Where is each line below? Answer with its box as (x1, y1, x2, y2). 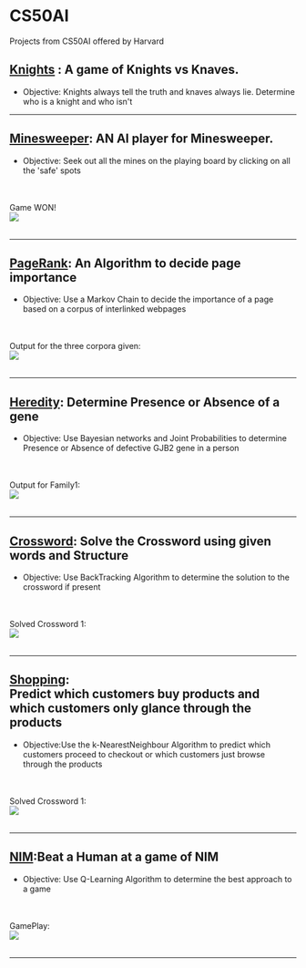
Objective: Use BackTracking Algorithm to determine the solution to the (22, 572, 290, 582)
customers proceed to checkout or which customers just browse (22, 748, 266, 759)
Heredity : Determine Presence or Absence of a (9, 394, 280, 410)
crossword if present (22, 582, 101, 592)
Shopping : (9, 672, 70, 688)
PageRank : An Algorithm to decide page (9, 255, 241, 271)
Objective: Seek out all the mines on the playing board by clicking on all (22, 155, 291, 166)
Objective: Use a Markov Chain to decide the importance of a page (22, 293, 274, 305)
